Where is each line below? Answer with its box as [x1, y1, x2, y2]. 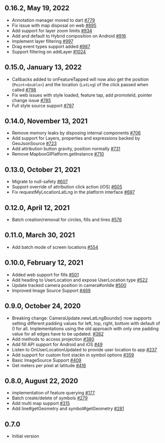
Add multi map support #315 [11, 400, 70, 406]
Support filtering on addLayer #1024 [11, 49, 86, 55]
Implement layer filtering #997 [11, 38, 74, 44]
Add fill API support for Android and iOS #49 [11, 341, 103, 347]
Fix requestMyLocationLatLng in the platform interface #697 [11, 189, 135, 195]
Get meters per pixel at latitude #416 [11, 362, 86, 368]
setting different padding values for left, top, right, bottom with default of [11, 320, 161, 326]
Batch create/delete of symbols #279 [11, 395, 88, 401]
